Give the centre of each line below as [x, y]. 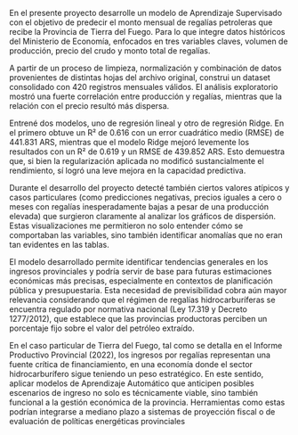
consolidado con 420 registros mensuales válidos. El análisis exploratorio [144, 87]
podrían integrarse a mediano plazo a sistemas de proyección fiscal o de [142, 412]
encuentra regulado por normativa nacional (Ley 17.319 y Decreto [128, 309]
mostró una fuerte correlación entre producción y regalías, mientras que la [146, 96]
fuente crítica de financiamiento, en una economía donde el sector [131, 364]
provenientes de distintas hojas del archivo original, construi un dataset [140, 78]
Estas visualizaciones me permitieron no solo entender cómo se [126, 226]
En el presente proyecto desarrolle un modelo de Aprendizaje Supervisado [146, 13]
